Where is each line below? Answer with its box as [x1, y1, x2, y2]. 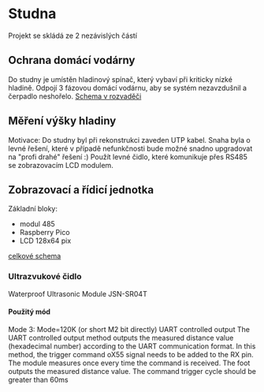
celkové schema [8, 252, 61, 261]
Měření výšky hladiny [8, 114, 117, 128]
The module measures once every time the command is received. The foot [8, 358, 251, 368]
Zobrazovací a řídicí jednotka [8, 183, 154, 196]
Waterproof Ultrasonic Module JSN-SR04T [8, 289, 147, 298]
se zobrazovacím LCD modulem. [8, 160, 114, 170]
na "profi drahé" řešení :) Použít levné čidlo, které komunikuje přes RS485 [8, 151, 248, 162]
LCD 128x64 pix [19, 236, 72, 245]
